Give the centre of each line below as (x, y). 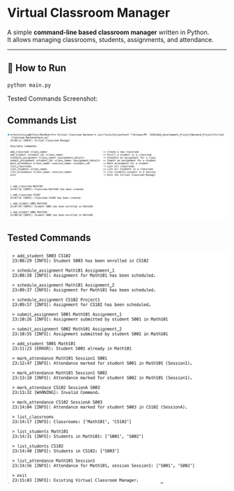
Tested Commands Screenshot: (53, 98)
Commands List (42, 120)
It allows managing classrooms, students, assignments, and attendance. (110, 39)
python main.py (29, 85)
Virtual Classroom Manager (89, 13)
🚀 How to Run (37, 68)
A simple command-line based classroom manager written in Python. (108, 32)
